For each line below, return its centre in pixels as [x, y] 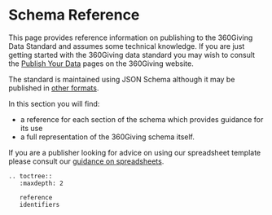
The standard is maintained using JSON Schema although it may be [122, 79]
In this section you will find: [54, 103]
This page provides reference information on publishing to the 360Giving [131, 37]
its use [31, 128]
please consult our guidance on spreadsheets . [86, 161]
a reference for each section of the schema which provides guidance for [142, 119]
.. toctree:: [31, 176]
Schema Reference [74, 15]
